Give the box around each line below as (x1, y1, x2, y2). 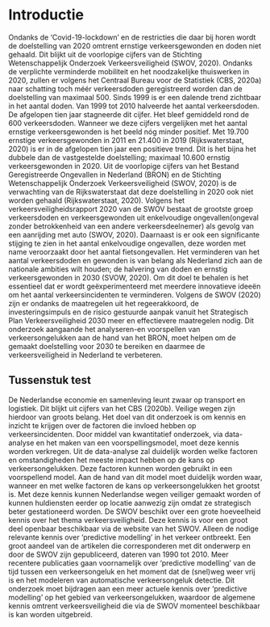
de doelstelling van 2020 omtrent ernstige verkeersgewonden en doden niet (8, 40, 262, 50)
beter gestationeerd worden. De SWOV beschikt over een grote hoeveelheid (8, 507, 261, 516)
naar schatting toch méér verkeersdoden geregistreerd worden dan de (8, 83, 243, 94)
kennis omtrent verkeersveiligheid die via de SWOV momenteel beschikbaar (8, 600, 260, 611)
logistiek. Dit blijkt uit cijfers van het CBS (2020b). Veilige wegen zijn (8, 403, 236, 413)
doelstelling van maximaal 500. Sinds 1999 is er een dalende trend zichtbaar (8, 92, 262, 102)
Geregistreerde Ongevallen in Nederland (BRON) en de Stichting (8, 170, 222, 179)
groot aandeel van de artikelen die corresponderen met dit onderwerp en (8, 541, 251, 550)
